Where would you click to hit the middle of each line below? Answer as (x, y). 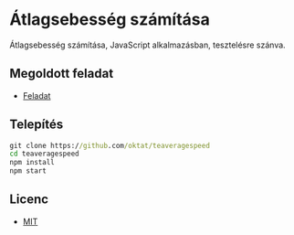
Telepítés (37, 125)
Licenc (29, 200)
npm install (32, 163)
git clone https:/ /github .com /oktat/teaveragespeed (110, 145)
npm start (28, 171)
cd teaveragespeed (44, 154)
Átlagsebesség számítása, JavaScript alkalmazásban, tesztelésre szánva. (147, 45)
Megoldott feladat (62, 74)
